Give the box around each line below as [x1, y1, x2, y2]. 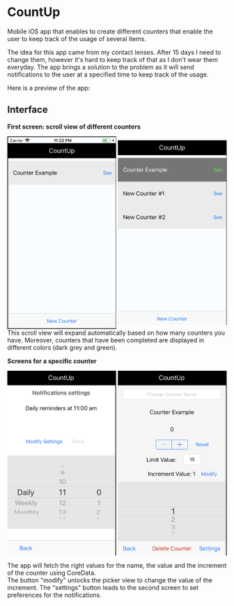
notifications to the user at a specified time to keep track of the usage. [7, 70, 209, 79]
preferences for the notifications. [7, 591, 102, 599]
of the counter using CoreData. [7, 568, 96, 577]
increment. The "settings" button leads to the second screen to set [7, 583, 199, 591]
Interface [7, 104, 48, 115]
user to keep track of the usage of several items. [7, 34, 146, 42]
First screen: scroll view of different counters [7, 122, 141, 131]
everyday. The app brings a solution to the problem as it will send [7, 63, 195, 71]
